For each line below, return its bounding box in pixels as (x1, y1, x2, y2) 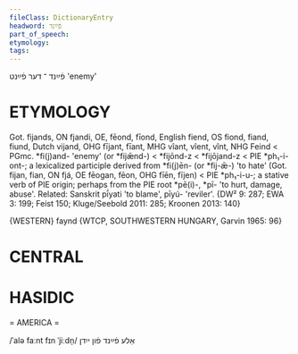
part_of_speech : (9, 29, 70, 38)
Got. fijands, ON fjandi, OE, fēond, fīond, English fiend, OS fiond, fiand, (9, 131, 269, 143)
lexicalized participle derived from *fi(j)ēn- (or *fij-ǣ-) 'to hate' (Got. (35, 160, 287, 171)
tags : (9, 46, 29, 55)
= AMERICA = (9, 317, 60, 328)
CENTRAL (9, 247, 84, 267)
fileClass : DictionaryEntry (9, 13, 114, 22)
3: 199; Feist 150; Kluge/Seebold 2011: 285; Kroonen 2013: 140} (9, 198, 241, 209)
